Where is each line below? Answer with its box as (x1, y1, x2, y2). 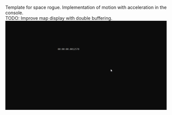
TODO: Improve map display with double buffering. (5, 15, 113, 21)
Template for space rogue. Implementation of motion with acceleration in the (5, 5, 167, 10)
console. (5, 10, 24, 16)
